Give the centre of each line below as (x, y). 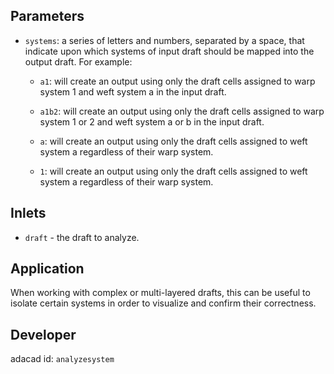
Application (47, 269)
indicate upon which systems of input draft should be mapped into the (169, 51)
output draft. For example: (78, 61)
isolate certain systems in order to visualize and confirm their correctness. (163, 303)
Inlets (28, 213)
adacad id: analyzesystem (62, 359)
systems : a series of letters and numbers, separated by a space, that (164, 40)
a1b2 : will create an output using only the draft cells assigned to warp (182, 111)
